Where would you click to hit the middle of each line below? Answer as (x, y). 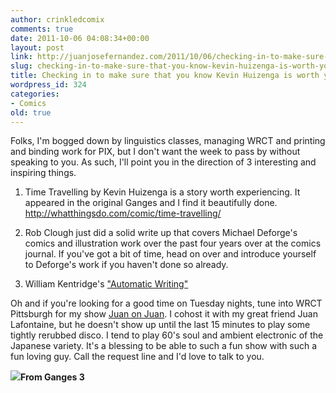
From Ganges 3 (52, 377)
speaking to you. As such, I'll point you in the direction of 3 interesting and (163, 162)
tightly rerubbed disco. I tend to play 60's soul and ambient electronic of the (167, 335)
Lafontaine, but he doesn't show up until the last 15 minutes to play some (160, 325)
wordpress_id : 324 (48, 85)
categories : (35, 94)
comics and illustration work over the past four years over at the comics (173, 243)
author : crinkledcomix (57, 19)
